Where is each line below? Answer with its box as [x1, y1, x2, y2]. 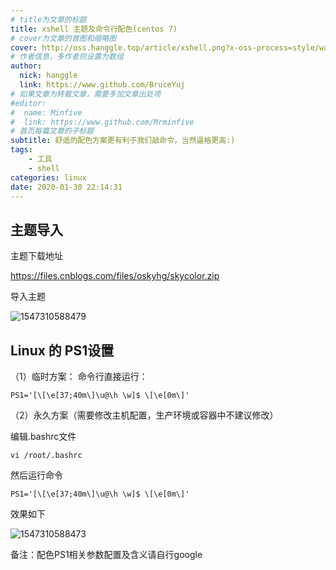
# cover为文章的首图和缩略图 [10, 33, 117, 43]
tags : [10, 145, 33, 155]
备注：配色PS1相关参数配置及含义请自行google [10, 549, 203, 560]
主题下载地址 [10, 250, 63, 262]
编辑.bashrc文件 [10, 431, 77, 442]
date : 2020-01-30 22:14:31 [10, 182, 123, 192]
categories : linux [10, 172, 87, 183]
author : [10, 61, 43, 71]
